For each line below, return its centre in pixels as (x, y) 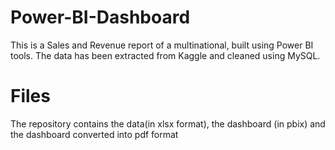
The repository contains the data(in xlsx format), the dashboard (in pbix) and (168, 123)
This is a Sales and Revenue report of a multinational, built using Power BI (162, 45)
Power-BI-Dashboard (100, 17)
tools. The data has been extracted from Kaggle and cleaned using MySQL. (165, 55)
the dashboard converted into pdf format (94, 134)
